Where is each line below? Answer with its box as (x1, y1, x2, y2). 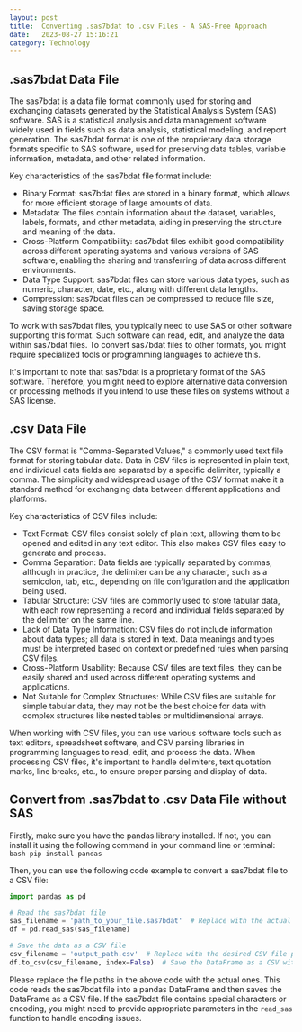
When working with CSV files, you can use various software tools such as (9, 727, 282, 738)
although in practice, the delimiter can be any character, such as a (22, 566, 268, 577)
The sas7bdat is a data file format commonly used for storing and (9, 96, 252, 106)
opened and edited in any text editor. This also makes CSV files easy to (22, 537, 286, 548)
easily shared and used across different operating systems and (22, 671, 256, 682)
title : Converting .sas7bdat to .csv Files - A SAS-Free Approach (9, 22, 268, 31)
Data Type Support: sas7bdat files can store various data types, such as (22, 274, 290, 285)
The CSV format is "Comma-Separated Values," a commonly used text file (9, 445, 284, 456)
